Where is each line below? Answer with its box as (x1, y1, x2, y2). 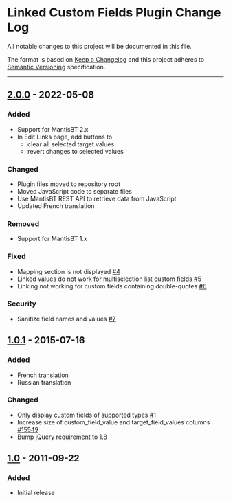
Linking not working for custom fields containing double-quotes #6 (16, 282, 208, 290)
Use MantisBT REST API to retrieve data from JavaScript (16, 194, 177, 203)
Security (7, 299, 36, 308)
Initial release (16, 489, 55, 497)
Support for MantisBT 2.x (16, 125, 89, 133)
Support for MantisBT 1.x (16, 235, 87, 243)
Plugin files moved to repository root (16, 180, 120, 188)
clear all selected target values (27, 139, 115, 148)
